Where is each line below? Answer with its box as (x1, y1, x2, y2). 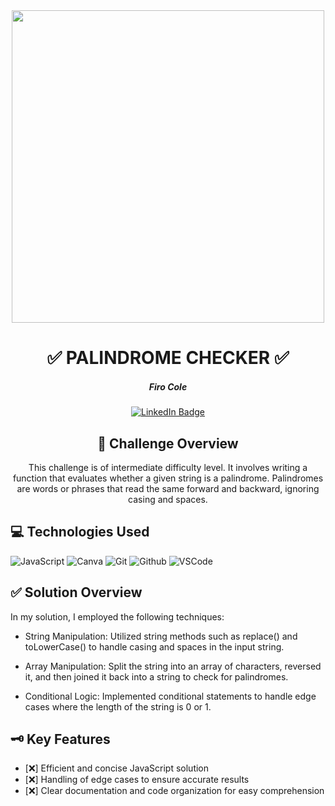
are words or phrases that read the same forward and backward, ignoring (16, 482, 320, 494)
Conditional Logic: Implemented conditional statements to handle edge (24, 690, 317, 702)
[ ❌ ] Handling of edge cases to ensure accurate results (24, 774, 250, 786)
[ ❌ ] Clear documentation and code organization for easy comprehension (24, 785, 325, 797)
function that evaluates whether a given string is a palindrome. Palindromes (12, 472, 324, 484)
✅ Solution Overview (10, 584, 143, 601)
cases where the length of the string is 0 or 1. (24, 700, 212, 713)
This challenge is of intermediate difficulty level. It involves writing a (28, 461, 308, 473)
